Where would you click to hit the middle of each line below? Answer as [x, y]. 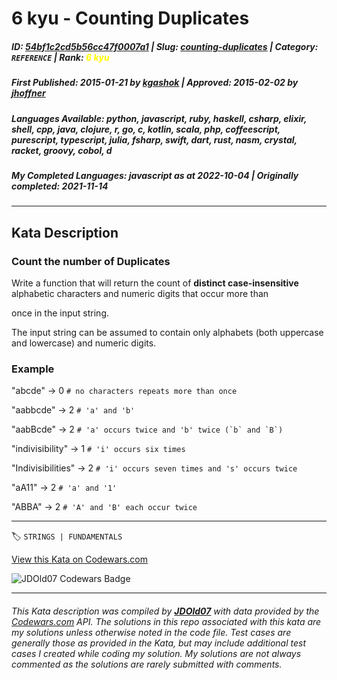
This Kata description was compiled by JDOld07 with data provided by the [165, 611]
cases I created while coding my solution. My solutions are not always [156, 653]
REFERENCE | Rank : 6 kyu [60, 57]
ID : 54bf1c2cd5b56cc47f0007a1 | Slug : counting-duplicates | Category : [165, 46]
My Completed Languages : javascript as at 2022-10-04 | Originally [155, 175]
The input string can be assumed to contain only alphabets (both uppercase [167, 332]
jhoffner [28, 93]
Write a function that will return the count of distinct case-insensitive [155, 283]
